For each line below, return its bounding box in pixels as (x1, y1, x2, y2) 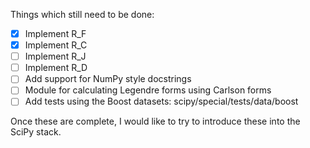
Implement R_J (24, 50, 87, 63)
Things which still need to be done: (10, 9, 155, 20)
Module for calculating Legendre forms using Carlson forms (24, 84, 272, 96)
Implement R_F (24, 28, 87, 39)
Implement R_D (24, 62, 88, 74)
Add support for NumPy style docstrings (24, 73, 192, 85)
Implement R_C (24, 39, 88, 51)
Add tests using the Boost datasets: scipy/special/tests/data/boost (24, 95, 299, 108)
